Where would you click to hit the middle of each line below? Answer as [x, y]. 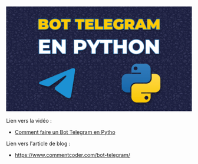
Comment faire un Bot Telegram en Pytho [65, 132]
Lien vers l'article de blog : [38, 143]
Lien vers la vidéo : [29, 120]
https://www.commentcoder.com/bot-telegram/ [72, 155]
